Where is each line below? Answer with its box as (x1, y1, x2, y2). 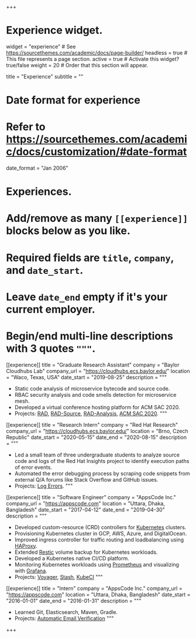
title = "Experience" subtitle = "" (6, 73, 84, 80)
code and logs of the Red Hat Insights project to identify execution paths (14, 457, 190, 464)
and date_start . (6, 263, 84, 277)
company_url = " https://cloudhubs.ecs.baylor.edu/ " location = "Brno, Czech (6, 427, 188, 434)
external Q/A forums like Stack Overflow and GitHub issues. (14, 476, 159, 483)
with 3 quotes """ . (6, 342, 96, 355)
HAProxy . (14, 542, 37, 549)
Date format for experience (6, 94, 140, 107)
